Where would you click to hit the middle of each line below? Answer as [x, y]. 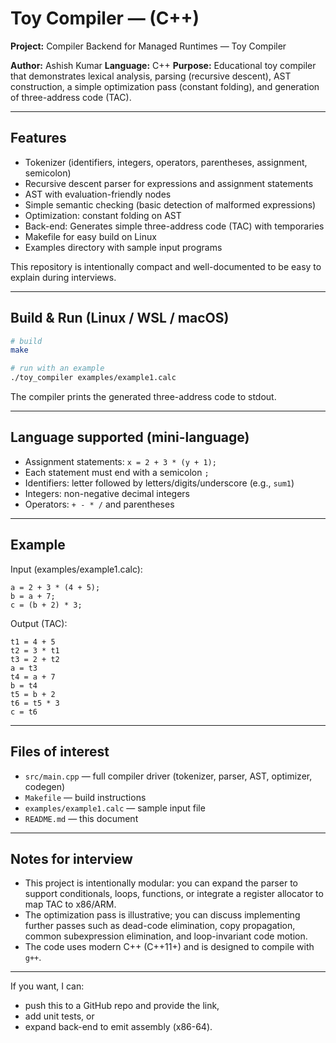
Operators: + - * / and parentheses [99, 504]
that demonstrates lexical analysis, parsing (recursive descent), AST [151, 76]
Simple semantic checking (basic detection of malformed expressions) [170, 204]
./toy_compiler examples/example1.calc [93, 378]
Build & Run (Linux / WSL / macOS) [120, 318]
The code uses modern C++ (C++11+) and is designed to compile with [169, 947]
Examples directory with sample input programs [123, 247]
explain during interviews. [63, 277]
